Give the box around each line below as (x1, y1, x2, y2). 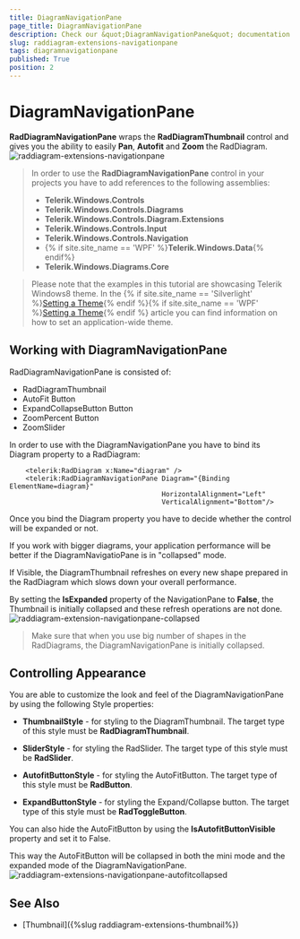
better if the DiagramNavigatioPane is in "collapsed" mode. (9, 549, 227, 560)
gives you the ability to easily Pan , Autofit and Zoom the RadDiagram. (9, 141, 269, 151)
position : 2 (9, 64, 54, 73)
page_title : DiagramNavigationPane (9, 22, 142, 30)
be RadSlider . (21, 753, 74, 763)
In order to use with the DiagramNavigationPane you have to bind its (9, 439, 261, 450)
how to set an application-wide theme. (30, 316, 174, 327)
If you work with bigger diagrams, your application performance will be (9, 539, 271, 551)
